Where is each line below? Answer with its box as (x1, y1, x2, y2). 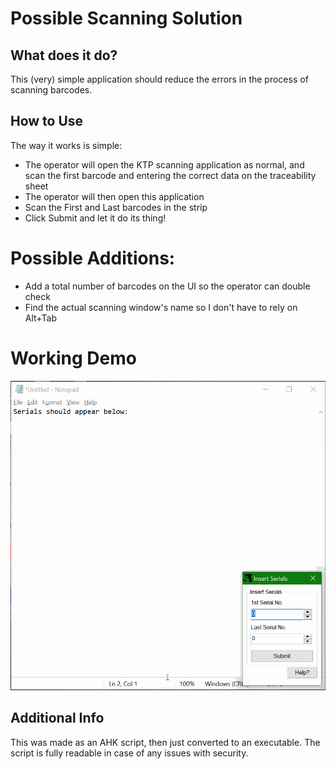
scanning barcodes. (10, 84, 93, 96)
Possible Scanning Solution (10, 7, 243, 30)
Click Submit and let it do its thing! (24, 212, 167, 224)
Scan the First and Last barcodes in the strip (24, 201, 208, 213)
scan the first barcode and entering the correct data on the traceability (24, 169, 317, 181)
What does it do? (10, 47, 118, 64)
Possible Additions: (10, 247, 176, 269)
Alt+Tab (24, 312, 58, 324)
